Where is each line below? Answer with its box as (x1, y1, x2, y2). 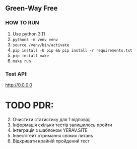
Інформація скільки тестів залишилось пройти (12, 122, 112, 128)
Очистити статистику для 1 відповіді (12, 116, 91, 122)
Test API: (5, 70, 28, 78)
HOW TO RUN (5, 19, 39, 26)
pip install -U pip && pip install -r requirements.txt (12, 48, 132, 53)
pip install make (12, 53, 49, 58)
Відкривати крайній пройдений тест (12, 138, 90, 144)
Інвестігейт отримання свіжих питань (12, 132, 93, 138)
